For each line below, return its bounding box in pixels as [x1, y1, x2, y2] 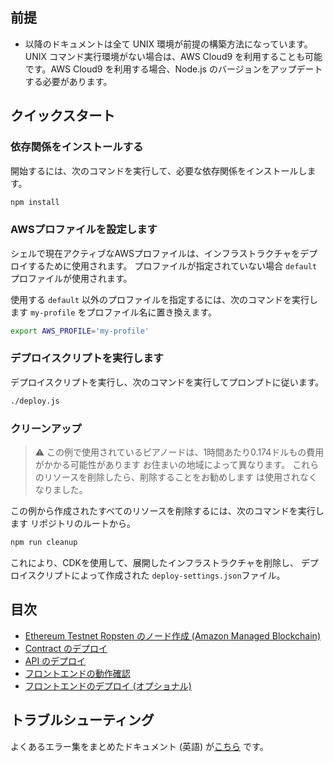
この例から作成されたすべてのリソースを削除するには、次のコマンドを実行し [10, 505, 325, 517]
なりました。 [34, 484, 88, 496]
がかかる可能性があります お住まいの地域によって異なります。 [34, 459, 291, 471]
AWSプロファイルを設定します [10, 223, 158, 237]
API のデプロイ [24, 654, 87, 667]
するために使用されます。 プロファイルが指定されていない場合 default [27, 259, 318, 272]
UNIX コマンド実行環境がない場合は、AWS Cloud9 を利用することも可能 [24, 50, 323, 62]
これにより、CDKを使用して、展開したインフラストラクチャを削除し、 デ [10, 556, 310, 568]
